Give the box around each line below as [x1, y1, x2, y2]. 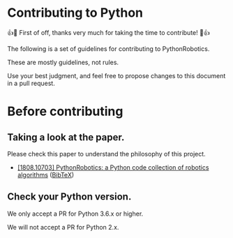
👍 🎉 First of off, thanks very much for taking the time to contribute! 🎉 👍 [7, 28, 211, 36]
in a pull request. [7, 79, 56, 87]
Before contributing [7, 103, 123, 119]
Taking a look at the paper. [7, 131, 125, 143]
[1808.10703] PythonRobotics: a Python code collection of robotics [17, 163, 209, 172]
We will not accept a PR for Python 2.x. [7, 223, 119, 231]
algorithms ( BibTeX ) [17, 170, 75, 179]
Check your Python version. [7, 191, 132, 203]
